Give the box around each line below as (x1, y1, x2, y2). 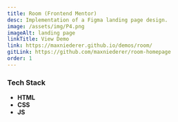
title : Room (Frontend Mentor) (7, 10, 97, 17)
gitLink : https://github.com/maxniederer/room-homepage (7, 49, 171, 56)
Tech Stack (7, 77, 46, 87)
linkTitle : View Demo (7, 36, 70, 43)
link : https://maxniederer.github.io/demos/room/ (7, 42, 153, 49)
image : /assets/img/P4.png (7, 23, 85, 30)
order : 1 (7, 55, 32, 62)
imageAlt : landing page (7, 29, 76, 37)
